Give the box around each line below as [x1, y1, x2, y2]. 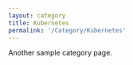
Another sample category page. [8, 48, 113, 58]
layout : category [8, 11, 66, 20]
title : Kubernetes [8, 19, 69, 27]
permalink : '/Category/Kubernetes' [8, 26, 127, 34]
